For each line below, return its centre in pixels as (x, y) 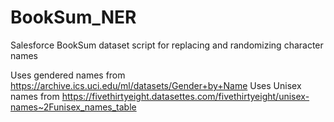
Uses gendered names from (68, 75)
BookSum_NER (73, 17)
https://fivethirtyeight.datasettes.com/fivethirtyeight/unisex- (185, 96)
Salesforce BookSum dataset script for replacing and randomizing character (167, 45)
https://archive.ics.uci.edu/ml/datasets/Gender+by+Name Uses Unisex (156, 85)
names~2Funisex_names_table (73, 107)
